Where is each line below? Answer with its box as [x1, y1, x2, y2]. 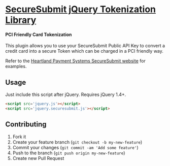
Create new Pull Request [12, 155, 64, 161]
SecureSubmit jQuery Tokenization [5, 4, 156, 15]
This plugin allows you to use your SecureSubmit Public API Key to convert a [5, 43, 165, 49]
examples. [5, 63, 27, 70]
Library [5, 14, 37, 26]
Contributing [5, 120, 47, 129]
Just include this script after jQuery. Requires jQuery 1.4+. [5, 91, 126, 97]
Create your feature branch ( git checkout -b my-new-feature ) [12, 139, 143, 145]
